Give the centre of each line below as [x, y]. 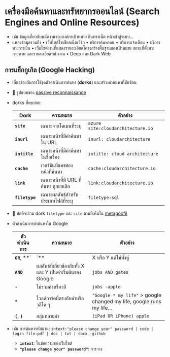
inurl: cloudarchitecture [119, 139]
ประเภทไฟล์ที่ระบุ [57, 201]
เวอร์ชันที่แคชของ [57, 165]
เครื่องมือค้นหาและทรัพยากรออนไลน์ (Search [82, 11]
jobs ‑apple [107, 287]
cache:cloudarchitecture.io [122, 168]
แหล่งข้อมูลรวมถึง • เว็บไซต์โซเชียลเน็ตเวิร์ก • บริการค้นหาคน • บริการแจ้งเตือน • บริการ [86, 42]
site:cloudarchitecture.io [121, 128]
